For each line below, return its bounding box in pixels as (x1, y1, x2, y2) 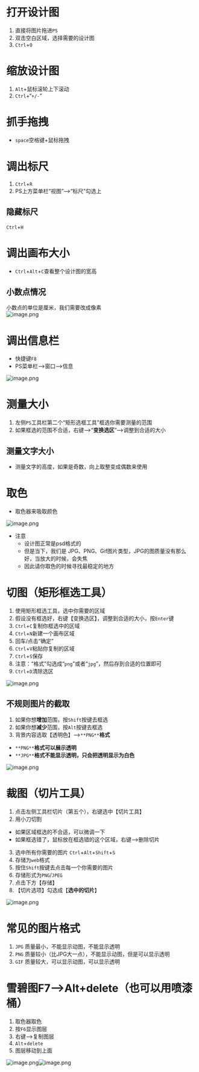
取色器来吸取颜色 (14, 508, 58, 515)
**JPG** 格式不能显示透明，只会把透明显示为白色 (14, 751, 134, 759)
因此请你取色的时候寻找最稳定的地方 (24, 562, 115, 569)
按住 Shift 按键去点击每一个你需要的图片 (14, 863, 113, 871)
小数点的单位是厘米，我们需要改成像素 (6, 304, 101, 312)
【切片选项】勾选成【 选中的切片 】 (14, 886, 100, 894)
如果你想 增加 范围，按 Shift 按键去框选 (14, 716, 109, 723)
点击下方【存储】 (14, 878, 58, 886)
